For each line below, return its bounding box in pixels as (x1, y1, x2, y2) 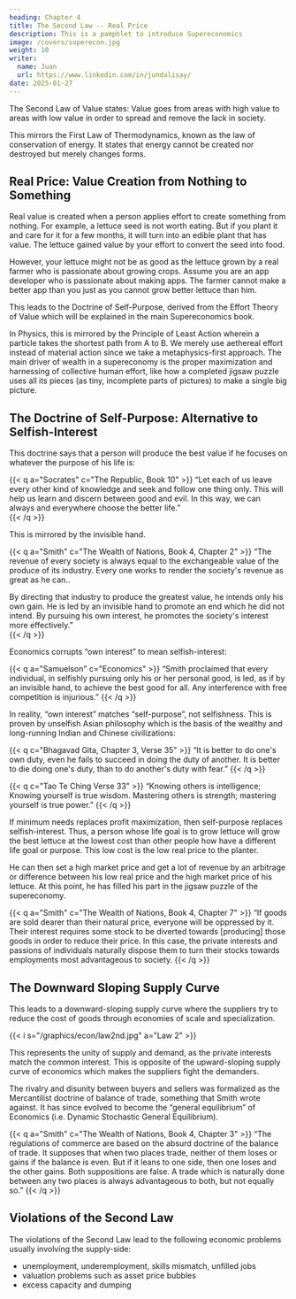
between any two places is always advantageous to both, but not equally (9, 1176, 275, 1187)
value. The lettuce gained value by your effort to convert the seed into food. (9, 240, 285, 250)
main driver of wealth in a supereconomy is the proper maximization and (9, 357, 273, 367)
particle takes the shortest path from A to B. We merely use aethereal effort (9, 338, 284, 349)
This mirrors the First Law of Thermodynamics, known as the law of (9, 129, 256, 140)
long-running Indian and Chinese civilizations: (9, 727, 176, 739)
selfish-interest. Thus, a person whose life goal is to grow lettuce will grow (9, 826, 280, 837)
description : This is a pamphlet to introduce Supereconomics (9, 29, 243, 38)
